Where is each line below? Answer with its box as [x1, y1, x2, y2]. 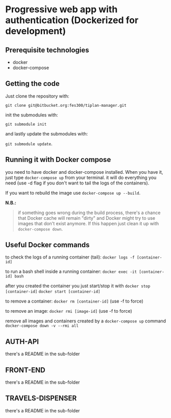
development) [5, 26, 66, 37]
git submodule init [5, 122, 47, 127]
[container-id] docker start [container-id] [5, 289, 101, 294]
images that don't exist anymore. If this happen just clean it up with [17, 220, 159, 226]
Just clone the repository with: [5, 93, 70, 99]
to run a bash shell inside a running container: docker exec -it [5, 268, 137, 274]
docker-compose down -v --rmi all [5, 323, 79, 329]
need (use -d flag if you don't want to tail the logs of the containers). [5, 180, 150, 186]
